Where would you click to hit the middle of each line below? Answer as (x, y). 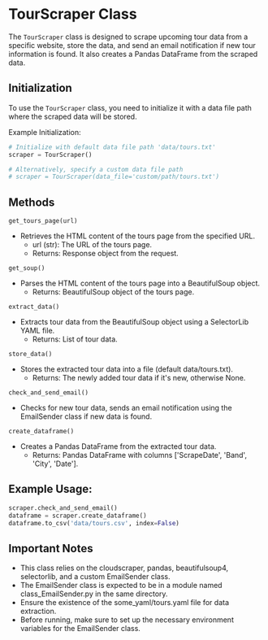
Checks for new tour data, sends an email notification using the (126, 408)
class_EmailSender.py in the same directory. (94, 594)
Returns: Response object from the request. (105, 254)
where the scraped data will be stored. (73, 116)
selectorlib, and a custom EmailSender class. (95, 577)
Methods (32, 202)
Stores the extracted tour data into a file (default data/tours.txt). (127, 369)
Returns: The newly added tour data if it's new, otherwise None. (139, 378)
